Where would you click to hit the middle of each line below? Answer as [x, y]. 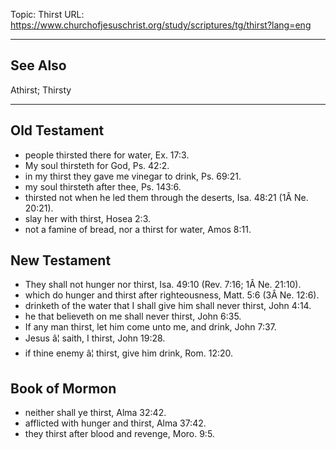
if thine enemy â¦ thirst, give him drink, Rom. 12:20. [129, 353]
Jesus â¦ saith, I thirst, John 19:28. [95, 338]
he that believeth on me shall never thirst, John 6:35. [133, 316]
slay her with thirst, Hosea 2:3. [88, 218]
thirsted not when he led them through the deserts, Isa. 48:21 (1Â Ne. [166, 197]
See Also [38, 65]
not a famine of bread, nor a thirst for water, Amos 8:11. [138, 229]
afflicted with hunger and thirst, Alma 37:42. [115, 423]
